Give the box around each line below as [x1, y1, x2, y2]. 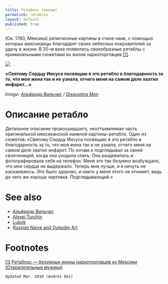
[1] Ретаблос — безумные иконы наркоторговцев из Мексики [5, 259, 138, 265]
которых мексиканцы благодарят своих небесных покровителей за [5, 41, 151, 47]
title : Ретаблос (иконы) [5, 7, 58, 13]
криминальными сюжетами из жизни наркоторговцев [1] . [5, 52, 130, 58]
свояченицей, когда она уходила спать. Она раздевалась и [5, 153, 134, 159]
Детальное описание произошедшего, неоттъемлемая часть [5, 126, 138, 132]
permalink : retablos [5, 12, 49, 17]
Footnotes [5, 242, 49, 254]
